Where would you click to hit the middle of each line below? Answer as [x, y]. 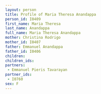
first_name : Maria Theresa [33, 24]
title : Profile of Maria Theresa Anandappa [51, 14]
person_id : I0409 [23, 19]
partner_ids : [19, 75]
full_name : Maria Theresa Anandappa [43, 33]
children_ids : [20, 61]
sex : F [12, 84]
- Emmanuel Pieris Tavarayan [37, 70]
